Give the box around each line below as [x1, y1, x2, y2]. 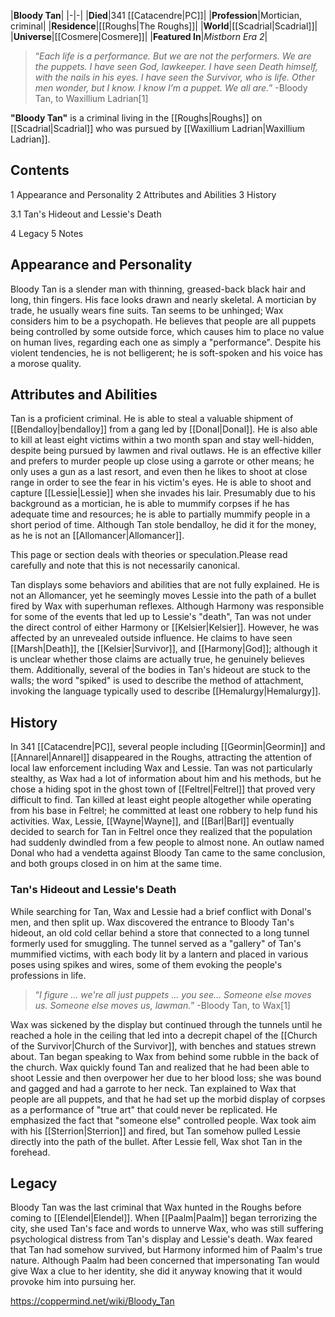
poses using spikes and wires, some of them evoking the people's [10, 958, 283, 970]
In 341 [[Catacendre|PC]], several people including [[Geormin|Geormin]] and [10, 741, 326, 753]
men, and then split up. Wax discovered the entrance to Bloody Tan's [10, 916, 295, 928]
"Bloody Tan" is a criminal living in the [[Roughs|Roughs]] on [10, 112, 263, 124]
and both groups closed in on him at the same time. [10, 858, 222, 870]
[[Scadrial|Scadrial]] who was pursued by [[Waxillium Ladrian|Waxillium [10, 123, 305, 134]
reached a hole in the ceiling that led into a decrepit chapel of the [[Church [10, 1029, 318, 1041]
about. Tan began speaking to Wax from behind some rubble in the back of [10, 1050, 320, 1062]
